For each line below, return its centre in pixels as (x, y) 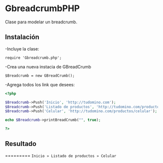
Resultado (21, 144)
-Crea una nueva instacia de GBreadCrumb (48, 66)
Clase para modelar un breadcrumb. (41, 22)
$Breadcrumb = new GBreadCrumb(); (40, 76)
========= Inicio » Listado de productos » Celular (61, 155)
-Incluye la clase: (22, 49)
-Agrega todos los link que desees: (40, 84)
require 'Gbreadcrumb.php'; (33, 58)
